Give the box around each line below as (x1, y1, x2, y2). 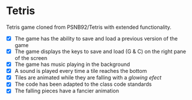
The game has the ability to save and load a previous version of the (14, 35, 178, 42)
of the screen (14, 55, 48, 62)
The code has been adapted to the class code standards (14, 81, 152, 88)
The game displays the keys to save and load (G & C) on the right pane (14, 48, 187, 55)
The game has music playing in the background (14, 61, 131, 68)
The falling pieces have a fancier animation (14, 87, 120, 95)
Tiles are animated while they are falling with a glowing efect (14, 74, 162, 81)
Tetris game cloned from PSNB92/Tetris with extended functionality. (6, 24, 172, 31)
